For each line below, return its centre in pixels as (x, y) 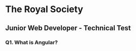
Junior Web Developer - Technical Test (68, 28)
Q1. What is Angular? (32, 42)
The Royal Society (44, 9)
